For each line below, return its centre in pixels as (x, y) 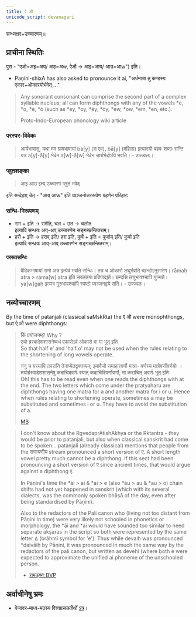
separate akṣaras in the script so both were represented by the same (104, 532)
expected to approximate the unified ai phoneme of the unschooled (102, 558)
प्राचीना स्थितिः (25, 53)
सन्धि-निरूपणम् (23, 211)
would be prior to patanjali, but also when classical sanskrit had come (104, 439)
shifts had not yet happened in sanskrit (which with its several (95, 489)
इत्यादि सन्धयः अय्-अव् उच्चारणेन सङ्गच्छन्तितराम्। (62, 230)
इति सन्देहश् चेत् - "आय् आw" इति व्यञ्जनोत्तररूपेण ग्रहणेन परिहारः (67, 195)
